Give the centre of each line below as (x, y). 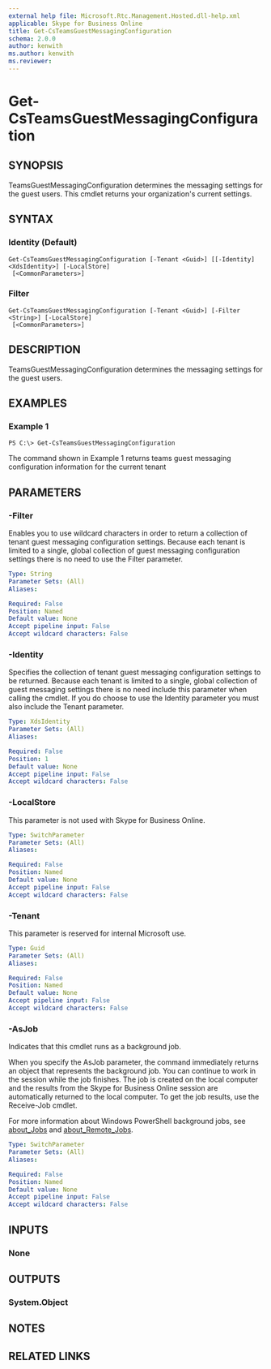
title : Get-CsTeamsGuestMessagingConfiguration (90, 31)
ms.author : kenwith (41, 54)
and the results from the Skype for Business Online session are (113, 1088)
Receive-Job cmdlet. (43, 1105)
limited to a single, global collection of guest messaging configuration (124, 551)
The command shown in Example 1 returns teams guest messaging (120, 458)
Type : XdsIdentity (39, 722)
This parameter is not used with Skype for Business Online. (107, 820)
